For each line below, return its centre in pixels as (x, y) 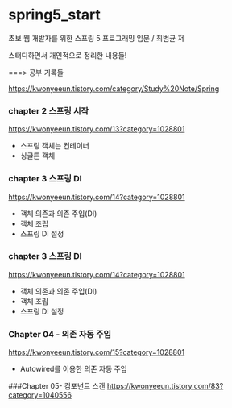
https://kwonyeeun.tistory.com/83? (166, 386)
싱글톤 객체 (37, 156)
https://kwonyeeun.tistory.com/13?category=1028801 (97, 129)
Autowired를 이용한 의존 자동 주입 (73, 369)
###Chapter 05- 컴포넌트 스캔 (57, 386)
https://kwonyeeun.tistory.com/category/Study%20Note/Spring (114, 88)
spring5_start (54, 15)
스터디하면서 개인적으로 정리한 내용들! (68, 55)
